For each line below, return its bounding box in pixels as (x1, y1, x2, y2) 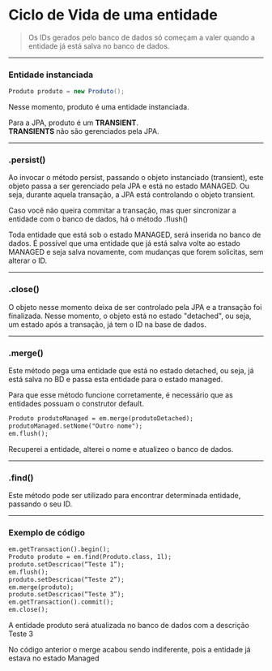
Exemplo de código (8, 527, 86, 538)
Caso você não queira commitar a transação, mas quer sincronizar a (8, 205, 236, 216)
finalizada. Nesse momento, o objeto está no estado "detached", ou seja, (8, 311, 252, 320)
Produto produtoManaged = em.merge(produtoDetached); (8, 415, 194, 423)
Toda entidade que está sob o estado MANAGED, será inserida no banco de (8, 230, 261, 240)
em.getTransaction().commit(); (8, 598, 114, 606)
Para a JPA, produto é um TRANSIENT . (8, 118, 139, 127)
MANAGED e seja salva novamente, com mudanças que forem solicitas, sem (8, 247, 264, 257)
